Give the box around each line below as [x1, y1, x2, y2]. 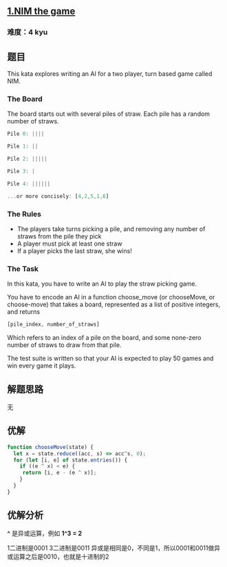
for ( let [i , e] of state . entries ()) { [13, 457, 128, 464]
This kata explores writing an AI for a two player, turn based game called [7, 70, 213, 78]
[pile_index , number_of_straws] [7, 321, 100, 328]
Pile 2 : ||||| [7, 155, 48, 163]
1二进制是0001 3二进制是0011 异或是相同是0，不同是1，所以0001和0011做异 [7, 544, 221, 552]
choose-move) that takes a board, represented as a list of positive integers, [7, 300, 221, 309]
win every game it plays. [7, 361, 76, 370]
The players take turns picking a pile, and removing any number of [17, 224, 206, 233]
